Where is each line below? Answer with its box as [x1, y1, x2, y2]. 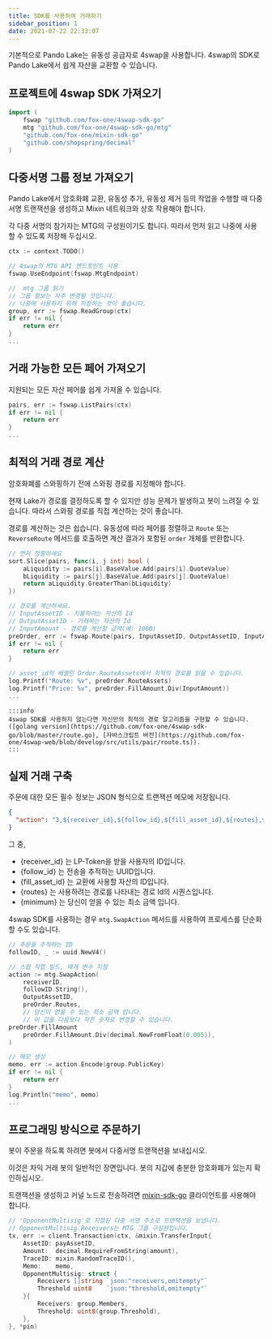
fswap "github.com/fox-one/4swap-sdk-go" [23, 116, 164, 124]
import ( [8, 109, 38, 117]
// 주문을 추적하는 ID [8, 941, 73, 949]
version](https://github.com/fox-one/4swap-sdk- [40, 722, 208, 730]
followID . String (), [23, 985, 89, 994]
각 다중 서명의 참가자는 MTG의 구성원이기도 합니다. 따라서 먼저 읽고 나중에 [8, 221, 243, 231]
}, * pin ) [8, 1322, 38, 1331]
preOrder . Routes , [23, 1001, 82, 1009]
